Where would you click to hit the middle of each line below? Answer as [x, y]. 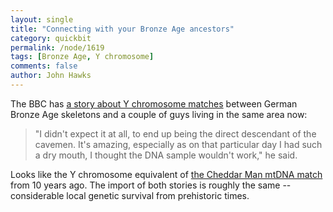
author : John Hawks [51, 76]
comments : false [44, 66]
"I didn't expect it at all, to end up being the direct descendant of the [175, 133]
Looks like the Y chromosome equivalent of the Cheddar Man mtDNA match [166, 174]
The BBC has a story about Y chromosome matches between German [154, 103]
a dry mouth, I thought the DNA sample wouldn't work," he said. [166, 155]
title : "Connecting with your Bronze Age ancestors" [122, 29]
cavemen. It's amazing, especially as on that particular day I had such [178, 144]
